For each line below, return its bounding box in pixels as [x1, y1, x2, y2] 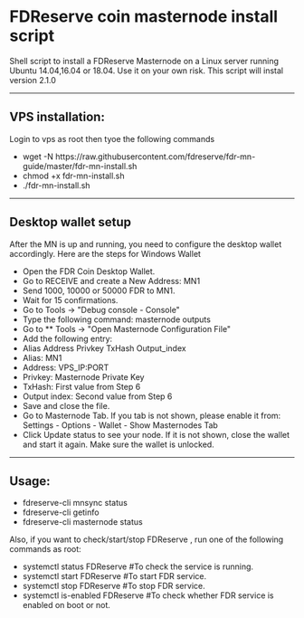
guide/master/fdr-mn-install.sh [22, 160, 138, 171]
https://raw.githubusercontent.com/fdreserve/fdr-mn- [55, 151, 256, 162]
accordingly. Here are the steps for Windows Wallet [9, 248, 202, 259]
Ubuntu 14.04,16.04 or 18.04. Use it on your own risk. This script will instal [9, 65, 283, 76]
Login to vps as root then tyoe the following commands [9, 133, 215, 144]
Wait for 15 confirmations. [22, 294, 119, 305]
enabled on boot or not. [22, 600, 111, 611]
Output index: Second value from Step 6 [22, 391, 173, 402]
